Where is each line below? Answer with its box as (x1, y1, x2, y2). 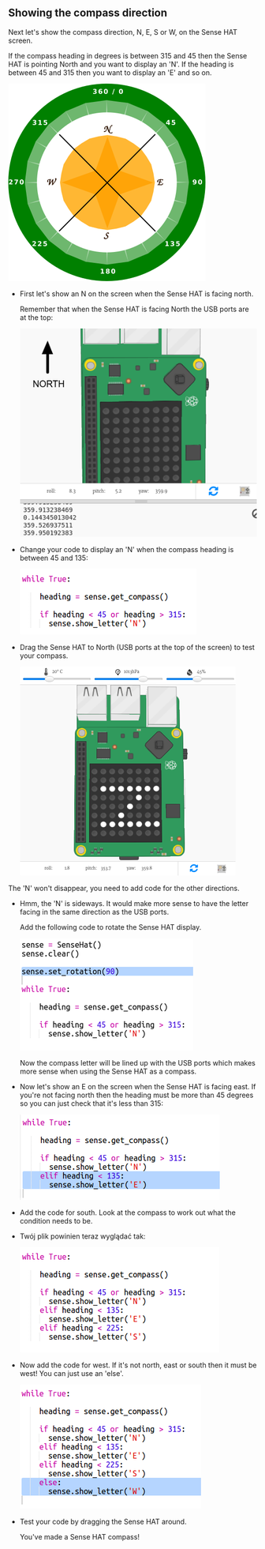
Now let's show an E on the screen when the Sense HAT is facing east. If (19, 1082, 256, 1092)
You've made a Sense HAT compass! (19, 1532, 140, 1542)
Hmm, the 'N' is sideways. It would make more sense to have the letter (19, 899, 249, 908)
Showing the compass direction (8, 6, 168, 20)
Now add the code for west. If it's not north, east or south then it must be (19, 1360, 257, 1370)
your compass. (19, 651, 69, 660)
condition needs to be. (19, 1216, 93, 1226)
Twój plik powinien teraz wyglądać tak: (19, 1231, 146, 1241)
